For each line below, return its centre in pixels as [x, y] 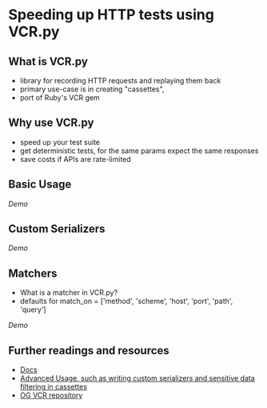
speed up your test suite [60, 142]
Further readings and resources [89, 350]
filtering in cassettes [54, 387]
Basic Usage [40, 185]
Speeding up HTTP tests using [111, 15]
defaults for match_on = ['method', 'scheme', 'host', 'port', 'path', [126, 301]
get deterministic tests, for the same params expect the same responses [139, 151]
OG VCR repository [51, 395]
